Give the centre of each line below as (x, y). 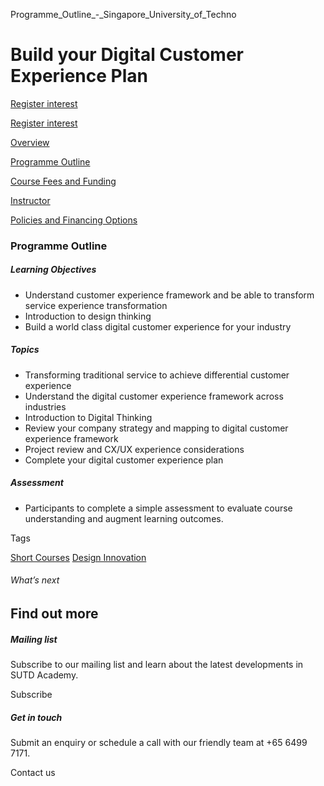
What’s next (35, 580)
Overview (30, 142)
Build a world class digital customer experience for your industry (158, 326)
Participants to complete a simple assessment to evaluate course (158, 508)
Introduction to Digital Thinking (88, 417)
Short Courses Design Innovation (78, 557)
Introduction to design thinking (88, 316)
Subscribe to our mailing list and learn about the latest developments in (157, 664)
